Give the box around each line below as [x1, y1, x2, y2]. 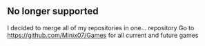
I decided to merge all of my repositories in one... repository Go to [7, 23, 195, 32]
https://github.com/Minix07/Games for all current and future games [7, 31, 199, 39]
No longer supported [7, 5, 99, 17]
